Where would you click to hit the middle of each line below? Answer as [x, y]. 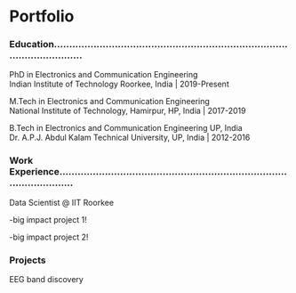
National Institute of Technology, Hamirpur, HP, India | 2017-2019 [128, 111]
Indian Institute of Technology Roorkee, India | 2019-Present [119, 84]
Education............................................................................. [149, 45]
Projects [28, 260]
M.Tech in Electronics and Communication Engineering [110, 102]
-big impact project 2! [49, 237]
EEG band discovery [47, 280]
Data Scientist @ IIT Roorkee [61, 202]
